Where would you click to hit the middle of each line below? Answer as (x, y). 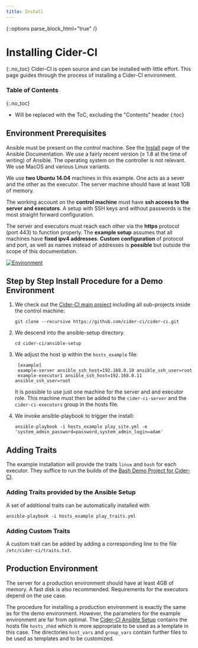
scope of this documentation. (42, 251)
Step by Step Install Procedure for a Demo (85, 281)
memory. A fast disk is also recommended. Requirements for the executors (97, 589)
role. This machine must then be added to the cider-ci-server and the (100, 398)
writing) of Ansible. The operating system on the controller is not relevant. (96, 160)
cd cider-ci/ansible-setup (48, 344)
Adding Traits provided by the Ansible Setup (71, 492)
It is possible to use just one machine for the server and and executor (99, 392)
